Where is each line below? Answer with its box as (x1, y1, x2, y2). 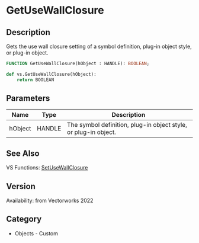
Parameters (6, 93, 50, 104)
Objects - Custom (14, 229, 58, 237)
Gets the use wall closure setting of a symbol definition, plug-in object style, (6, 43, 192, 50)
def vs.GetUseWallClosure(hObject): (6, 71, 97, 77)
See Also (6, 148, 40, 158)
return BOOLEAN (17, 76, 54, 83)
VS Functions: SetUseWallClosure (6, 164, 88, 171)
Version (6, 181, 36, 191)
